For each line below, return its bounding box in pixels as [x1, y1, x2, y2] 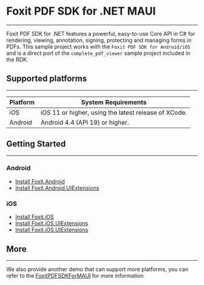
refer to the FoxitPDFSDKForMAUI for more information [6, 272, 144, 279]
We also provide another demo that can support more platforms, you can [6, 266, 189, 273]
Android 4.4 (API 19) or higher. [40, 118, 129, 126]
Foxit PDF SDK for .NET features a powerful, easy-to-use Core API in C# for [6, 30, 195, 37]
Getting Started [6, 139, 66, 149]
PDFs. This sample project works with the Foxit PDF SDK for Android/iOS [6, 43, 191, 50]
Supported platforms [6, 74, 87, 84]
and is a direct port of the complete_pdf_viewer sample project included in [6, 49, 191, 57]
